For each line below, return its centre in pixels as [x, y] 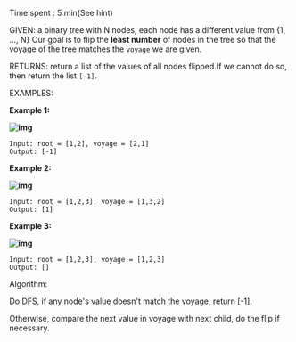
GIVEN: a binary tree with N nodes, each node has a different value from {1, [148, 30]
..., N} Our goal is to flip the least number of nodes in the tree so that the [143, 40]
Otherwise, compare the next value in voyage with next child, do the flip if [145, 318]
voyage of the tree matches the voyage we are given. [106, 49]
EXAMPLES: [31, 93]
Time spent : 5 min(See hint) [61, 13]
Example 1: [30, 110]
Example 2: [30, 168]
